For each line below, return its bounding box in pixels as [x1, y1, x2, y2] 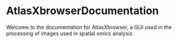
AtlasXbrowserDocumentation [6, 4, 159, 18]
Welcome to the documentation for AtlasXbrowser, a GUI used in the [6, 24, 172, 31]
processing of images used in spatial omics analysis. [6, 29, 134, 37]
